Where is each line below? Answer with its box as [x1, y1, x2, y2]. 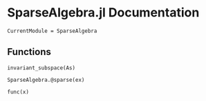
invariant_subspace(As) [7, 64, 76, 71]
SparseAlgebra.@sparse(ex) [7, 76, 85, 83]
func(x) [7, 88, 30, 96]
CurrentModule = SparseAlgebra [7, 27, 97, 34]
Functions [7, 46, 52, 58]
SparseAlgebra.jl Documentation [7, 5, 200, 21]
